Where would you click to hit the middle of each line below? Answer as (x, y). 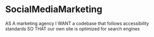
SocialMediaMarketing (54, 9)
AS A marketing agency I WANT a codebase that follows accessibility (77, 23)
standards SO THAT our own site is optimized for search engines (72, 28)
